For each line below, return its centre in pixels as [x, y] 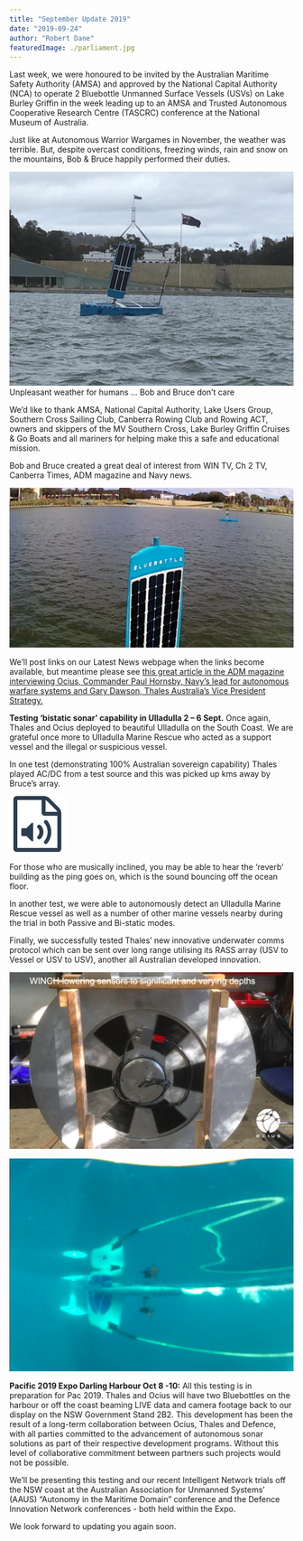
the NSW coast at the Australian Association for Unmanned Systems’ [137, 1490]
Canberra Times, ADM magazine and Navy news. [101, 475]
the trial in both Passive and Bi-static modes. [92, 923]
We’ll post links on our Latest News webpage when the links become [137, 662]
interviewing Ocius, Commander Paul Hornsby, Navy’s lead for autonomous [149, 681]
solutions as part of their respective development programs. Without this [144, 1443]
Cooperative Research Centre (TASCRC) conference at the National [134, 113]
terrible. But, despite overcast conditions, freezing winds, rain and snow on [149, 150]
